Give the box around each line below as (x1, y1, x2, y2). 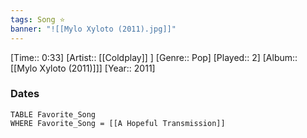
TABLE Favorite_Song (10, 109, 97, 120)
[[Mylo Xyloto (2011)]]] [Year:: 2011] (10, 62, 156, 74)
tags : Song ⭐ (10, 14, 66, 25)
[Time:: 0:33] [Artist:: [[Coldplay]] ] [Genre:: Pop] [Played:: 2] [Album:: (10, 51, 298, 63)
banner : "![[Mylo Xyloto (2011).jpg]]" (10, 24, 177, 34)
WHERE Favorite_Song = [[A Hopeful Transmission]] (10, 118, 226, 128)
